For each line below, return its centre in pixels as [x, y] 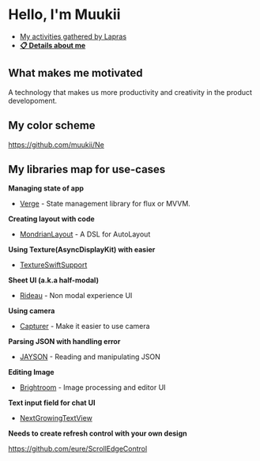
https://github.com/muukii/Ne [56, 145]
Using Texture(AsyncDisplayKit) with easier [82, 250]
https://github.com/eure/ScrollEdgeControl [78, 449]
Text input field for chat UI [52, 403]
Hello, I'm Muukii [64, 15]
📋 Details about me [53, 45]
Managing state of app [46, 188]
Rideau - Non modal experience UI [76, 296]
